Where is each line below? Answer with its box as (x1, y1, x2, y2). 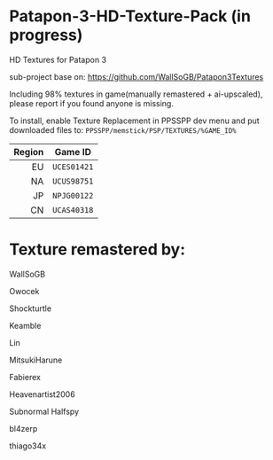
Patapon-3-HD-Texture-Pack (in (9, 6, 251, 27)
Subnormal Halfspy (9, 406, 80, 417)
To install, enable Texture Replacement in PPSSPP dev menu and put (9, 115, 260, 126)
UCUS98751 (52, 175, 94, 186)
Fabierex (9, 371, 42, 382)
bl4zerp (9, 423, 38, 433)
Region (13, 145, 44, 158)
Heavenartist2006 (9, 388, 75, 400)
